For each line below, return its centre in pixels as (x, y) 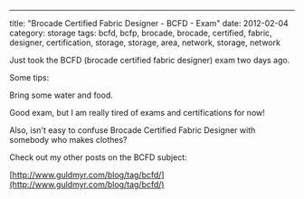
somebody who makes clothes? (69, 140)
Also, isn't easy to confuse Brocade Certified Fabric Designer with (133, 130)
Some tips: (29, 77)
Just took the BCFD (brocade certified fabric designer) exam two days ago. (150, 60)
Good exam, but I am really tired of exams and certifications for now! (137, 113)
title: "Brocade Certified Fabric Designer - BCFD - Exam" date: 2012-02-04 (149, 23)
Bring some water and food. (61, 95)
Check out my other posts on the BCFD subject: (98, 157)
